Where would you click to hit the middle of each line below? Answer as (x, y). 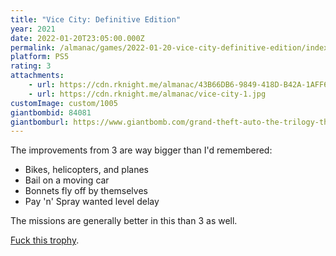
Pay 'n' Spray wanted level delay (92, 202)
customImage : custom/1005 (64, 103)
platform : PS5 (40, 57)
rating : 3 (31, 66)
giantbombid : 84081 (51, 112)
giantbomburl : (40, 122)
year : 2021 (33, 29)
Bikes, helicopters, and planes (86, 170)
